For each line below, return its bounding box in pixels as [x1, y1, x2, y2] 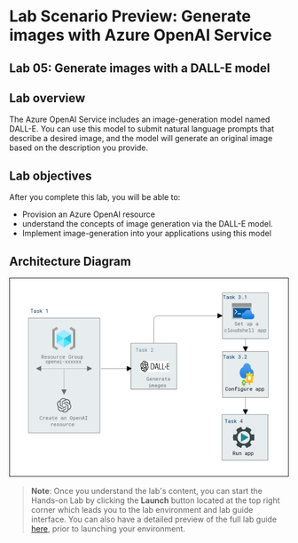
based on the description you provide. [9, 142, 149, 153]
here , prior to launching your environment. [30, 523, 186, 534]
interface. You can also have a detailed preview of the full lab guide [30, 514, 278, 524]
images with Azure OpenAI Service [9, 25, 272, 45]
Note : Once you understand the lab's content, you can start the [30, 485, 263, 496]
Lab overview [9, 91, 86, 106]
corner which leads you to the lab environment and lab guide [30, 504, 254, 515]
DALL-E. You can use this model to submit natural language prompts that [9, 124, 275, 134]
